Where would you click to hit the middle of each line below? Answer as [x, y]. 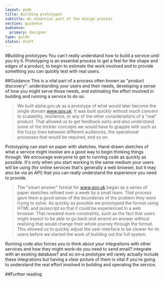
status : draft [20, 42]
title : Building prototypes [34, 14]
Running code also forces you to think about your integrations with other [78, 244]
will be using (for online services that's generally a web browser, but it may [81, 167]
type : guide [17, 37]
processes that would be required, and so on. [63, 137]
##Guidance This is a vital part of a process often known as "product [75, 80]
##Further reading [23, 274]
